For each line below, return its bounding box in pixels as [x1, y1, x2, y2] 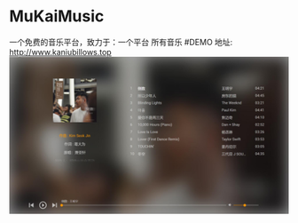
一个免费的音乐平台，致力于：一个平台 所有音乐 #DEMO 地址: [9, 36, 233, 47]
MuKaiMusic [9, 6, 105, 27]
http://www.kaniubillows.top [9, 46, 113, 57]
